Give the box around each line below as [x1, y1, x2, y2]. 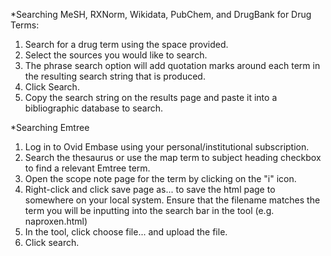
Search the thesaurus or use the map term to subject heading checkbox [24, 152, 322, 163]
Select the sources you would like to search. [24, 49, 208, 61]
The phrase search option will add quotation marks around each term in [24, 60, 321, 71]
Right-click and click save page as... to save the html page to [24, 184, 276, 195]
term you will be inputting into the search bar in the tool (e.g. [24, 205, 275, 216]
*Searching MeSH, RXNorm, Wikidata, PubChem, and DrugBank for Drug [10, 9, 312, 20]
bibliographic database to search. [24, 102, 164, 114]
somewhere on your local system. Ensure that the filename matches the [24, 194, 321, 206]
